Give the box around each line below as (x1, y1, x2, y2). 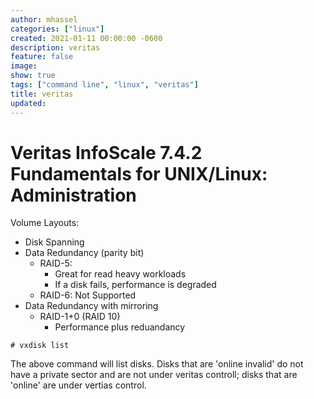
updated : (10, 98, 47, 108)
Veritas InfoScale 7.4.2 (10, 141, 203, 164)
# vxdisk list (10, 341, 70, 351)
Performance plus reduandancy (54, 321, 186, 333)
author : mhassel (10, 14, 78, 25)
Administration (10, 184, 137, 206)
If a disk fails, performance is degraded (54, 279, 217, 291)
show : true (10, 71, 56, 81)
